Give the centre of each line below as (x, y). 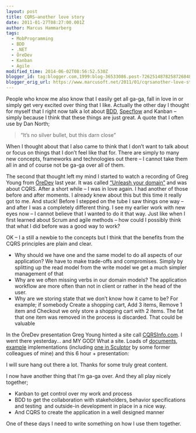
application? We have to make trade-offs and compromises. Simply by (99, 261)
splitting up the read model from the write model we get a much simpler (100, 267)
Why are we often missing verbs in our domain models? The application (100, 280)
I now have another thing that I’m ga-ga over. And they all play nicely (88, 376)
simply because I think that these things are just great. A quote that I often (95, 117)
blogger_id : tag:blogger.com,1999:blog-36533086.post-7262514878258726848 (99, 77)
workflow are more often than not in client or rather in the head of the (98, 286)
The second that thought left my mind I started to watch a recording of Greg (97, 176)
